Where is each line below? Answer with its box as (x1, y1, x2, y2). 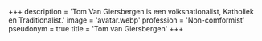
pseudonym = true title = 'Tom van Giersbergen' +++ (8, 24, 184, 33)
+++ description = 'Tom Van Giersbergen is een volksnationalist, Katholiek (8, 7, 255, 16)
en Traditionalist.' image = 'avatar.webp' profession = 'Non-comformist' (8, 15, 245, 25)
